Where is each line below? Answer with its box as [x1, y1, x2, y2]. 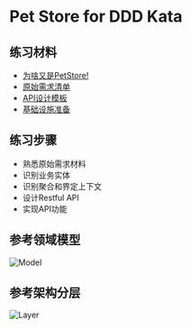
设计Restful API [22, 192, 79, 203]
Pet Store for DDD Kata [9, 6, 183, 27]
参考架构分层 [9, 286, 81, 301]
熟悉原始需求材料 [22, 158, 86, 169]
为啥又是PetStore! [22, 70, 89, 80]
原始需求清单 [22, 81, 70, 92]
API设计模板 [22, 93, 68, 103]
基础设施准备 [22, 104, 70, 114]
